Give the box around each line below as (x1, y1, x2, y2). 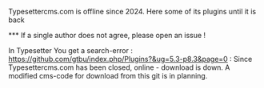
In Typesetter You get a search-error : (8, 46, 134, 55)
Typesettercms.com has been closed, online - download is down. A (8, 63, 230, 72)
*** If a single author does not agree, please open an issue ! (8, 31, 206, 40)
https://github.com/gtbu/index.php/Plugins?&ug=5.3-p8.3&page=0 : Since (8, 55, 253, 63)
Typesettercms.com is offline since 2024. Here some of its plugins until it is (8, 7, 257, 16)
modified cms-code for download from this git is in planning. (8, 71, 208, 80)
